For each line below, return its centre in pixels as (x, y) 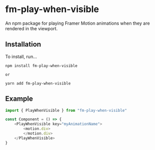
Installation (23, 45)
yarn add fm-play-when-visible (38, 83)
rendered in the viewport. (31, 28)
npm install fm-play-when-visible (42, 66)
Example (19, 99)
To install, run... (21, 56)
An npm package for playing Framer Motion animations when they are (77, 23)
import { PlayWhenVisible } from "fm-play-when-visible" (66, 110)
